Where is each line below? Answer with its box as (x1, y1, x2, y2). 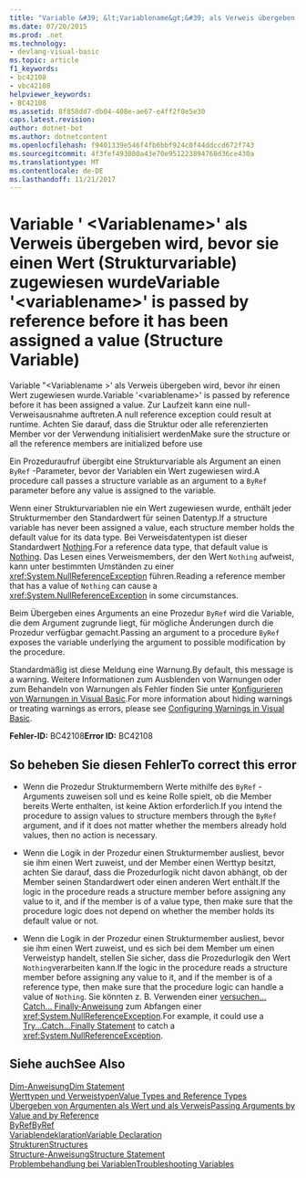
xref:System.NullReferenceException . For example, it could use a (22, 1011, 264, 1021)
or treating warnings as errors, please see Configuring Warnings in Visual (9, 703, 285, 714)
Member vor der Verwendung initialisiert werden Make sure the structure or (9, 428, 291, 439)
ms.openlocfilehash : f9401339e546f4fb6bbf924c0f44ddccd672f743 (9, 141, 255, 150)
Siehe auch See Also (9, 1057, 126, 1072)
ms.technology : (9, 38, 67, 48)
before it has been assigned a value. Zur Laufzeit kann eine (9, 399, 232, 411)
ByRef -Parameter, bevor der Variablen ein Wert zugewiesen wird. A (9, 466, 260, 477)
